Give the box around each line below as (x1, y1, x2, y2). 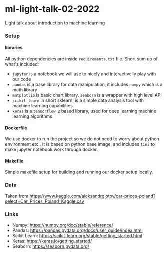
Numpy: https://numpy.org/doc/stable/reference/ (12, 222, 113, 228)
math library (12, 87, 37, 93)
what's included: (5, 61, 39, 67)
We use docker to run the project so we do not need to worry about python (5, 136, 160, 142)
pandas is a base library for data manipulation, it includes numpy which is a (12, 81, 163, 88)
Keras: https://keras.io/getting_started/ (12, 238, 92, 244)
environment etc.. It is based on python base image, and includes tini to (5, 141, 155, 147)
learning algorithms (12, 113, 52, 119)
